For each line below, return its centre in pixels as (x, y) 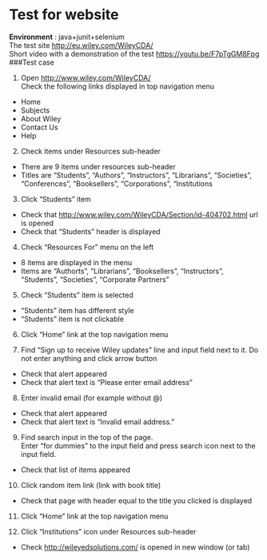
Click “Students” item (56, 199)
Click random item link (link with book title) (91, 485)
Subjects (35, 110)
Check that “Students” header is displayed (90, 231)
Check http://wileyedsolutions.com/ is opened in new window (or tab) (135, 547)
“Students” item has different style (77, 310)
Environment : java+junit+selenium (67, 37)
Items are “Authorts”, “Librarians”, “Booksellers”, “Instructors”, (122, 271)
